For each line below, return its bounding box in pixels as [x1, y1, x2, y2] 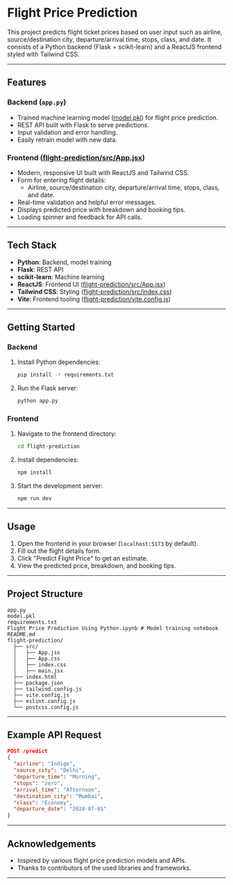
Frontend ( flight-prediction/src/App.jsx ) [7, 153, 146, 163]
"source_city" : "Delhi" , [13, 767, 85, 774]
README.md [7, 631, 36, 638]
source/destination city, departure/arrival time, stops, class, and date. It [7, 35, 212, 43]
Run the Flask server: [17, 384, 78, 392]
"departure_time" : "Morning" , [13, 773, 101, 781]
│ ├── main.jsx [13, 667, 64, 675]
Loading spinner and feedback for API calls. [17, 213, 143, 221]
